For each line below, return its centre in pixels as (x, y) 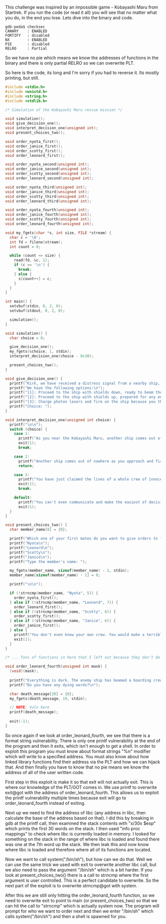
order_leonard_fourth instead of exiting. (45, 803)
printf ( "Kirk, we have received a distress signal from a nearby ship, (85, 383)
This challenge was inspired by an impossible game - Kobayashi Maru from (82, 7)
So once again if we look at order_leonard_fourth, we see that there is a (78, 735)
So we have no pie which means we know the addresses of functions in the (82, 58)
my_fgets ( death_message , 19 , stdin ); (48, 699)
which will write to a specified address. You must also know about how (77, 756)
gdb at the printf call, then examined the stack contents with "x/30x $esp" (81, 823)
